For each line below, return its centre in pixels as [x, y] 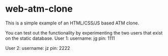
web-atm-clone [39, 9]
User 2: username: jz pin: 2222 [38, 48]
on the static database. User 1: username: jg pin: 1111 [60, 38]
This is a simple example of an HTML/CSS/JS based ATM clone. [72, 23]
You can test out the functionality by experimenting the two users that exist [84, 33]
